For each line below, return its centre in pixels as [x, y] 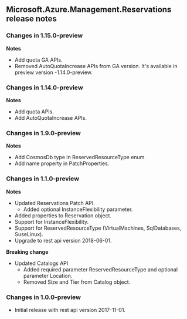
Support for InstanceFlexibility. [52, 221]
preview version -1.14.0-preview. [53, 72]
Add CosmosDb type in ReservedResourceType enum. [80, 157]
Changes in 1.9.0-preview [43, 133]
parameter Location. [48, 276]
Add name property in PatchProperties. [62, 163]
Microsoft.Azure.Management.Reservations [89, 10]
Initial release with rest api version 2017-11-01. [70, 310]
